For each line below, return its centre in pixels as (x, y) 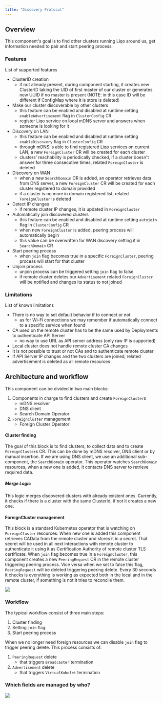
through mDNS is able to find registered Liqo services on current (84, 147)
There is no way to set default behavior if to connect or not (71, 315)
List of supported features (31, 69)
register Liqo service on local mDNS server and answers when (82, 121)
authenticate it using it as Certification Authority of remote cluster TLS (76, 549)
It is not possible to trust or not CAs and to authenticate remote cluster (83, 351)
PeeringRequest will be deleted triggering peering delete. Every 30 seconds (81, 570)
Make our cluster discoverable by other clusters (60, 105)
